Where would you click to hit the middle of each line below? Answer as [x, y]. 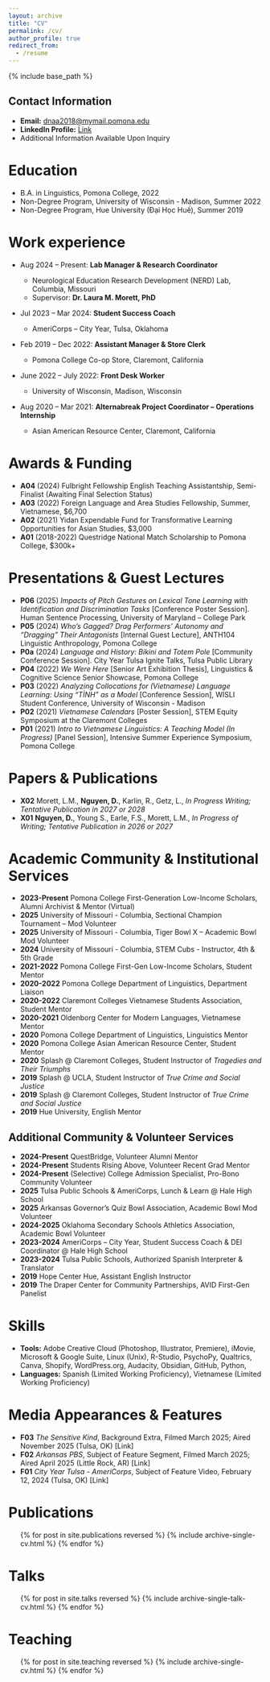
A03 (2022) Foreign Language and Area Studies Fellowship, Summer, [135, 502]
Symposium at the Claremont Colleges [84, 720]
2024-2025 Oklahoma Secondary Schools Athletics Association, [127, 1225]
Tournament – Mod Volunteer [68, 924]
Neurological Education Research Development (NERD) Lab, [131, 280]
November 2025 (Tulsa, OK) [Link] [77, 1446]
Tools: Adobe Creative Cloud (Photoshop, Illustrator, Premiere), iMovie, [137, 1349]
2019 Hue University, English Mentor [81, 1112]
